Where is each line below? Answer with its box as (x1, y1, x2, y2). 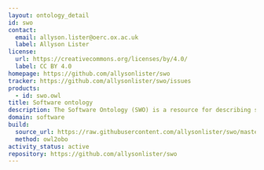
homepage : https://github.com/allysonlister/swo (8, 70, 170, 78)
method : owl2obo (15, 135, 68, 143)
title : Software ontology (8, 99, 93, 107)
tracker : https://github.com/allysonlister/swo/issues (8, 77, 192, 85)
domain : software (8, 114, 65, 121)
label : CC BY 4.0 (15, 63, 72, 71)
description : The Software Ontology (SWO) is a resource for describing (8, 107, 251, 114)
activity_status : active (8, 143, 90, 150)
